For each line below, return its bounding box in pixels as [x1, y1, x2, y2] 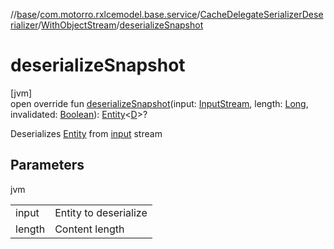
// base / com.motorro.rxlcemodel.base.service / [10, 9, 201, 20]
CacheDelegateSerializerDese [199, 9, 324, 20]
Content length [54, 222, 125, 236]
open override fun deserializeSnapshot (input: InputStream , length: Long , [10, 97, 309, 109]
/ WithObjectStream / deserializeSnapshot [37, 19, 204, 31]
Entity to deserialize [54, 205, 148, 219]
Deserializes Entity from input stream [10, 127, 163, 139]
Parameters [10, 157, 85, 174]
